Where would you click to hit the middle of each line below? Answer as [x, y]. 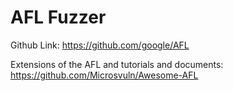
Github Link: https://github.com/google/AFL [100, 45]
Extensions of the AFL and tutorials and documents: [117, 64]
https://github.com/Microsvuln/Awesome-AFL [104, 75]
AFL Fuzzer [58, 17]
